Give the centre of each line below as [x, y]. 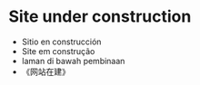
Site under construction [100, 17]
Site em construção [58, 51]
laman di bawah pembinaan [73, 61]
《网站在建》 [45, 71]
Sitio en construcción [61, 42]
